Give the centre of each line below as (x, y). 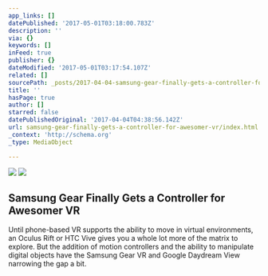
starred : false (33, 113)
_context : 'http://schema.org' (60, 134)
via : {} (21, 38)
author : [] (26, 105)
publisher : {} (32, 61)
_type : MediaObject (41, 142)
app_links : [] (32, 16)
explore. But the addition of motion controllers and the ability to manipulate (131, 247)
